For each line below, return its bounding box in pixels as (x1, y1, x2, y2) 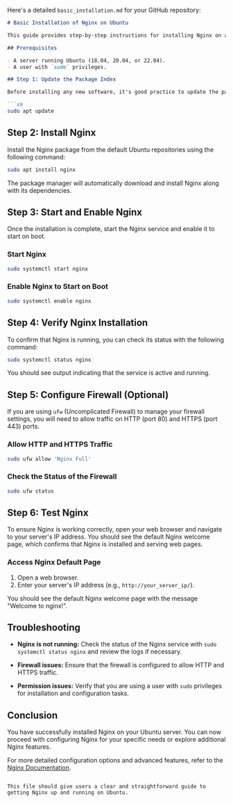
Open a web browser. (17, 573, 79, 582)
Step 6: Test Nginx (7, 507, 89, 518)
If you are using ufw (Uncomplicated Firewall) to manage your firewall (7, 407, 205, 416)
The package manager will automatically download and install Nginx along (7, 179, 220, 187)
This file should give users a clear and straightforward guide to (7, 783, 207, 790)
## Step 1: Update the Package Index (7, 76, 116, 83)
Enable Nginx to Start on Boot (7, 282, 109, 292)
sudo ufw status (7, 487, 54, 495)
